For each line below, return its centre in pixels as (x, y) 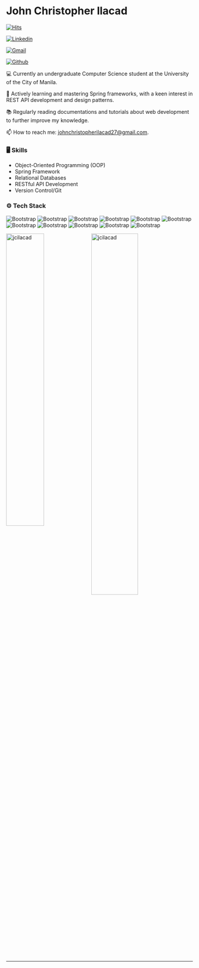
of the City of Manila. (32, 82)
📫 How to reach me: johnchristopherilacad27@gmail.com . (78, 132)
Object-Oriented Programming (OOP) (60, 165)
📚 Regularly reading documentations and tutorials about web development (98, 111)
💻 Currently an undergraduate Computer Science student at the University (98, 74)
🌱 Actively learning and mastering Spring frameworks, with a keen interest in (99, 94)
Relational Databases (40, 178)
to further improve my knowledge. (48, 120)
